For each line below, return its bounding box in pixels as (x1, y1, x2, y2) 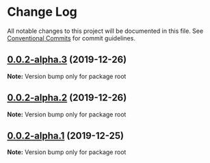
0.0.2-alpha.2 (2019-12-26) (7, 92, 127, 103)
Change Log (7, 4, 77, 20)
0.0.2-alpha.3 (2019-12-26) (7, 54, 127, 66)
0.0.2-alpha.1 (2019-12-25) (7, 129, 124, 141)
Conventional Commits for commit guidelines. (7, 34, 135, 42)
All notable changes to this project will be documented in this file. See (7, 27, 204, 35)
